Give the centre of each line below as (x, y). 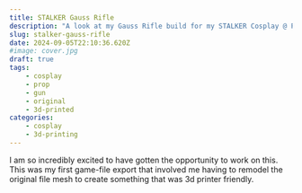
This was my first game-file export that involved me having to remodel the (146, 169)
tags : (19, 68)
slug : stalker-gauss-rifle (60, 34)
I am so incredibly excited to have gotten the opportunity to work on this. (144, 160)
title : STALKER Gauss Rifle (62, 18)
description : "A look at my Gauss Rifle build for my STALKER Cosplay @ (148, 26)
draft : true (31, 59)
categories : (31, 118)
